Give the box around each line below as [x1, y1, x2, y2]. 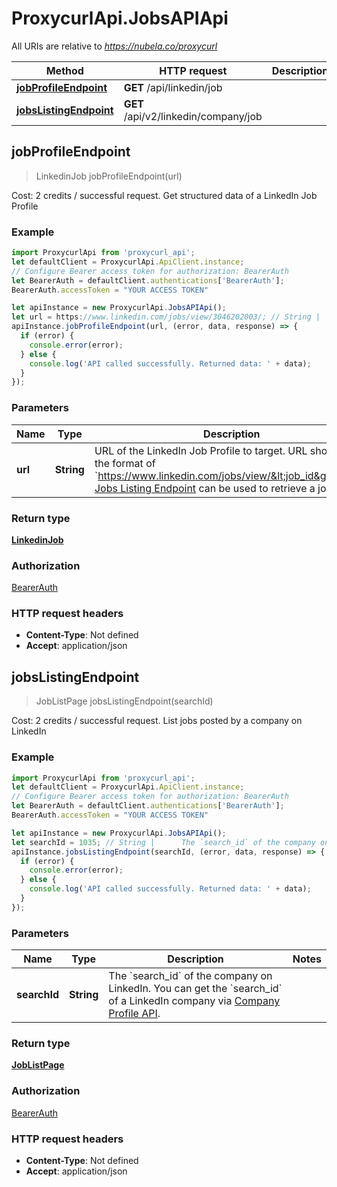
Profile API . [108, 1007, 161, 1021]
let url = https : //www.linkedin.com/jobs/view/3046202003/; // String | [11, 312, 321, 322]
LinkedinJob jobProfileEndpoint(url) [35, 170, 183, 182]
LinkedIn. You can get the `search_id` [108, 982, 283, 996]
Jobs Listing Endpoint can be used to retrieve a [94, 481, 316, 495]
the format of [94, 456, 156, 470]
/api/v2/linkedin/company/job [123, 109, 263, 123]
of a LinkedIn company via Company [108, 994, 281, 1008]
